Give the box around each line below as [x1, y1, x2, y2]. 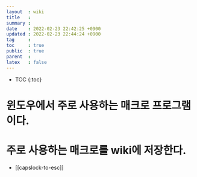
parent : [6, 54, 31, 60]
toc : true [6, 43, 45, 49]
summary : [6, 20, 31, 26]
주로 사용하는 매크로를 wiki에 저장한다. [6, 143, 187, 157]
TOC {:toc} [14, 76, 42, 83]
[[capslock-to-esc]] [14, 164, 64, 171]
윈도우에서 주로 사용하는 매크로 [6, 99, 150, 112]
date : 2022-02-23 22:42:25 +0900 [6, 25, 101, 32]
